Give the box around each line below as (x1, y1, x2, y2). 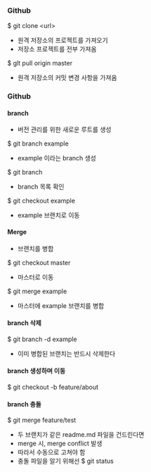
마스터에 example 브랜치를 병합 (17, 301, 105, 310)
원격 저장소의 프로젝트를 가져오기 (17, 36, 108, 44)
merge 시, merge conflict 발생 (17, 439, 103, 448)
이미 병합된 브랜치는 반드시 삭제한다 (17, 349, 116, 357)
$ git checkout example (7, 196, 76, 205)
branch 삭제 (7, 319, 42, 327)
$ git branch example (7, 139, 69, 148)
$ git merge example (7, 287, 67, 295)
